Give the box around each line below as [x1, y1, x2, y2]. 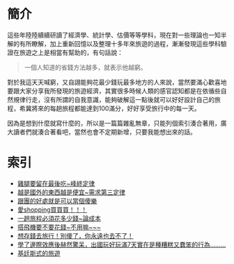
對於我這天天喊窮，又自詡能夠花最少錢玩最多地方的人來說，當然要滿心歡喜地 [7, 78, 227, 86]
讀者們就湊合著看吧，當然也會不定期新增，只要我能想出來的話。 [13, 127, 196, 136]
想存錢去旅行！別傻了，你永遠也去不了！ [17, 231, 134, 240]
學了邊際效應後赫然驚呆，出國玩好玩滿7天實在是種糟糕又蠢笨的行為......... [17, 240, 226, 249]
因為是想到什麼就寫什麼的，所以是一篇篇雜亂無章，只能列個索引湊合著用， [7, 119, 221, 127]
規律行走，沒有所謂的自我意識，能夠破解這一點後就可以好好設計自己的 [13, 95, 214, 103]
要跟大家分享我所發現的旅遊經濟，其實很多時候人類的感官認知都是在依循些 [7, 87, 221, 95]
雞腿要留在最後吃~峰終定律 [17, 179, 95, 187]
